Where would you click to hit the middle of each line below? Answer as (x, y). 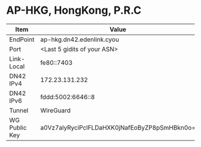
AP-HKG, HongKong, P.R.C (74, 10)
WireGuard (55, 110)
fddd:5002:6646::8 (68, 97)
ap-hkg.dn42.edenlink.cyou (80, 39)
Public (18, 127)
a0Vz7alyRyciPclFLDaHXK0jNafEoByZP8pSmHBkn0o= (118, 127)
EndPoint (22, 39)
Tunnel (19, 110)
